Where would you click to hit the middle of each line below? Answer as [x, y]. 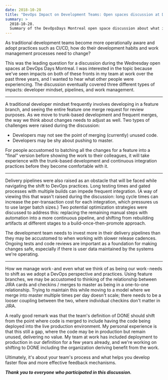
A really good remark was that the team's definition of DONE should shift [80, 316]
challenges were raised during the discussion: [52, 125]
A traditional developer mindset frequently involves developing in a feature [82, 104]
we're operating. [22, 254]
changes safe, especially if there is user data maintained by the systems [79, 249]
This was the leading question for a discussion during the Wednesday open [83, 63]
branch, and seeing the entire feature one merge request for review [74, 110]
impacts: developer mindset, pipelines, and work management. [70, 90]
